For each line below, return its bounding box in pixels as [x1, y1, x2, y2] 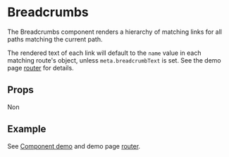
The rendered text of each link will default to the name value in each [7, 49, 202, 57]
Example [7, 123, 47, 135]
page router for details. [7, 63, 74, 72]
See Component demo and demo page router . [7, 142, 141, 150]
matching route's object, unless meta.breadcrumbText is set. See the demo [7, 56, 221, 64]
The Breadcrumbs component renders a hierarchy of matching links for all [7, 27, 223, 36]
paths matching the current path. [7, 34, 103, 43]
